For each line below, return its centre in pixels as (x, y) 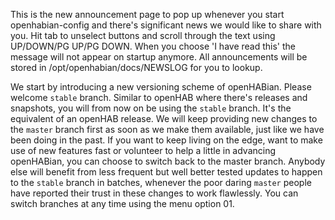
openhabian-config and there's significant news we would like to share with (166, 25)
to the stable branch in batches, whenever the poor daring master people (161, 182)
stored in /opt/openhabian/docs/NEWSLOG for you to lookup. (136, 67)
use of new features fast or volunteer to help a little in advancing (143, 150)
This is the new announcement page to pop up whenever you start (147, 14)
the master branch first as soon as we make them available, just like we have (167, 129)
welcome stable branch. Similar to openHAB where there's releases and (159, 97)
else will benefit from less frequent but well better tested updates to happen (166, 172)
